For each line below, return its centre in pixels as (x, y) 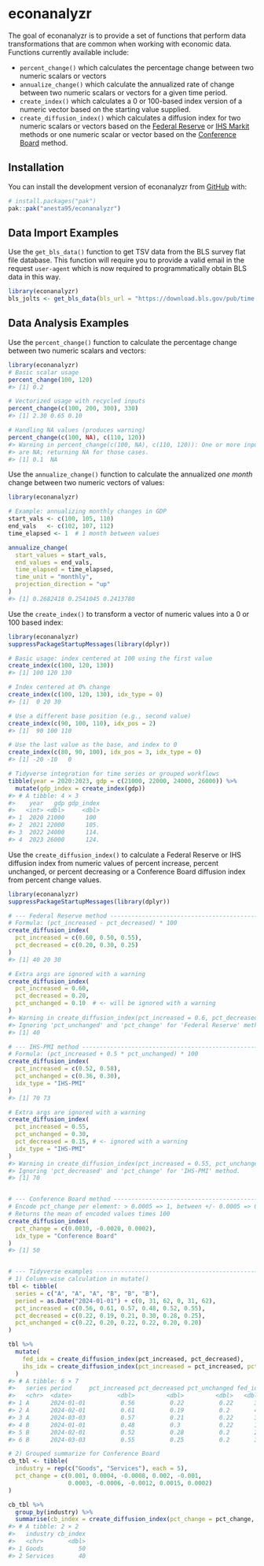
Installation (36, 167)
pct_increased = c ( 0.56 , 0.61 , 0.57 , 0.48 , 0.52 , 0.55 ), (110, 1308)
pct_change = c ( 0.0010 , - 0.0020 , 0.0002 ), (86, 1228)
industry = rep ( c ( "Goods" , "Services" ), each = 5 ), (102, 1469)
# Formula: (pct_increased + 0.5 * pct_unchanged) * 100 (103, 1054)
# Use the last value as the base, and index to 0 (93, 745)
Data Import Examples (64, 233)
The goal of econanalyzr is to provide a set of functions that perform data (127, 35)
